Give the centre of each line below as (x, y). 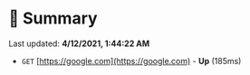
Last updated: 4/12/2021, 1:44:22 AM (79, 43)
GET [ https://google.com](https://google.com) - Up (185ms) (131, 61)
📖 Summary (53, 19)
